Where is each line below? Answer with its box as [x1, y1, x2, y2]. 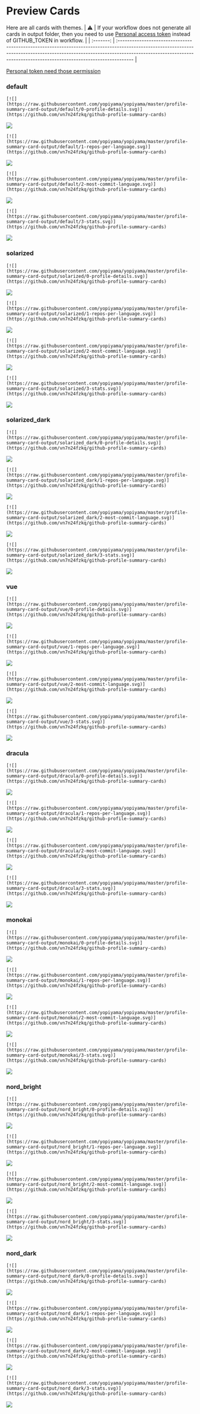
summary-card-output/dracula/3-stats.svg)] [6, 885, 116, 892]
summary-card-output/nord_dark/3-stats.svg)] [6, 1385, 121, 1392]
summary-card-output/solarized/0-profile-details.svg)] [6, 273, 148, 279]
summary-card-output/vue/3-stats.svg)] [6, 719, 106, 725]
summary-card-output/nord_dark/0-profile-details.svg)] [6, 1273, 148, 1279]
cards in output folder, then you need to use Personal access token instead [6, 30, 190, 37]
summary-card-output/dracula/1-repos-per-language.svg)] [6, 810, 151, 817]
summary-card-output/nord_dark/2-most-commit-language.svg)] [6, 1348, 162, 1354]
